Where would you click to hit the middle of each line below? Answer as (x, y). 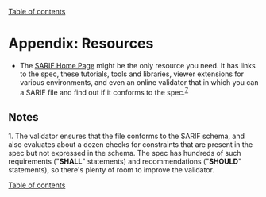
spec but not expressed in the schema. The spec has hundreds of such (125, 153)
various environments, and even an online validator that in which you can (139, 82)
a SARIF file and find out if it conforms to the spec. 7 (104, 91)
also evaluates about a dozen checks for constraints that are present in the (131, 145)
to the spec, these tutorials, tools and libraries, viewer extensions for (132, 74)
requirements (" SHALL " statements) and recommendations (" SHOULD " (125, 161)
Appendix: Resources (81, 44)
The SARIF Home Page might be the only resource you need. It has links (137, 65)
